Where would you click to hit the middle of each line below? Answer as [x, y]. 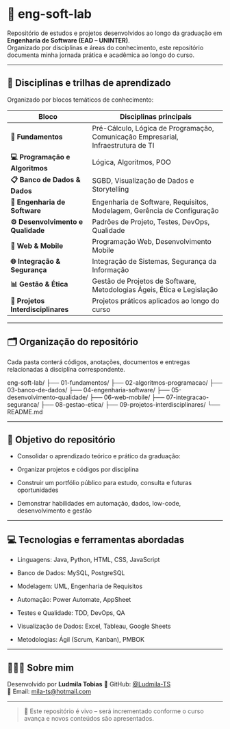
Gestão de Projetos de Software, [144, 281]
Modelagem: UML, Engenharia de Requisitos [80, 586]
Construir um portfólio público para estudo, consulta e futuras [104, 483]
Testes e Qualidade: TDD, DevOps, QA [71, 613]
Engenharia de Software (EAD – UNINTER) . [68, 40]
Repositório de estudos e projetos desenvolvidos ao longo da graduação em [115, 33]
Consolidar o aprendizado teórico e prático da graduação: [99, 456]
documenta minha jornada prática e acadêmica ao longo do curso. [101, 55]
